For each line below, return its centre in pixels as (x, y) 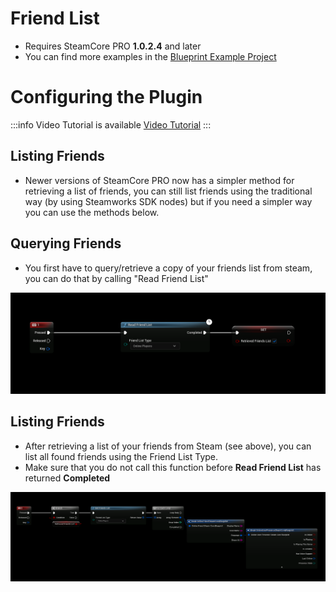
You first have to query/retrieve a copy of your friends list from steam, (168, 268)
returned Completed (67, 478)
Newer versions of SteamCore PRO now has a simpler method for (159, 180)
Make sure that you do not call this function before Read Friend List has (173, 467)
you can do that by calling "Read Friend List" (116, 278)
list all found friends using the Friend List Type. (121, 456)
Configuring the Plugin (106, 97)
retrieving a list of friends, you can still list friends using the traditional (168, 191)
